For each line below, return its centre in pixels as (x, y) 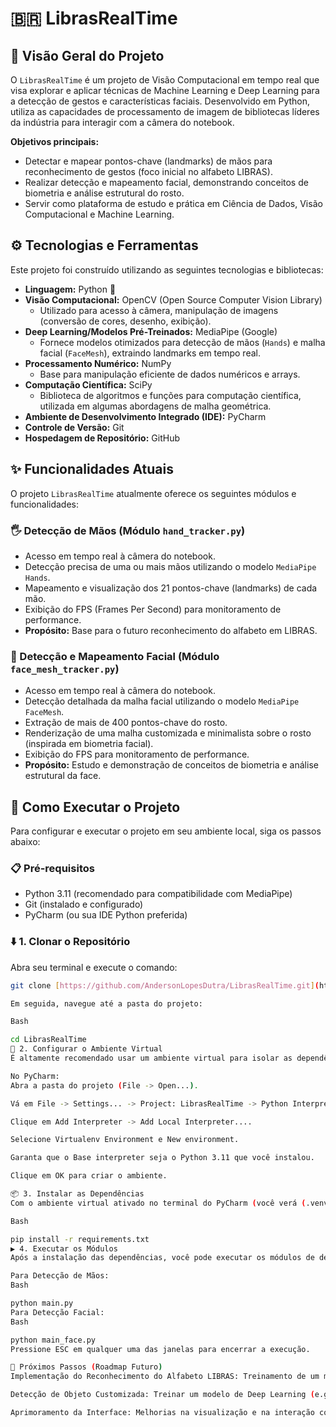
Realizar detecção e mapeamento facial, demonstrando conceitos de (166, 182)
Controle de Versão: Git (74, 427)
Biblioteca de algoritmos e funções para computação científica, (170, 395)
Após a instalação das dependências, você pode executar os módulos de (162, 1258)
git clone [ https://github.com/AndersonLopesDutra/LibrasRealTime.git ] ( (165, 985)
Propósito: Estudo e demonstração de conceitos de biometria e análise (171, 765)
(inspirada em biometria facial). (89, 744)
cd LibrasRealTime (48, 1040)
